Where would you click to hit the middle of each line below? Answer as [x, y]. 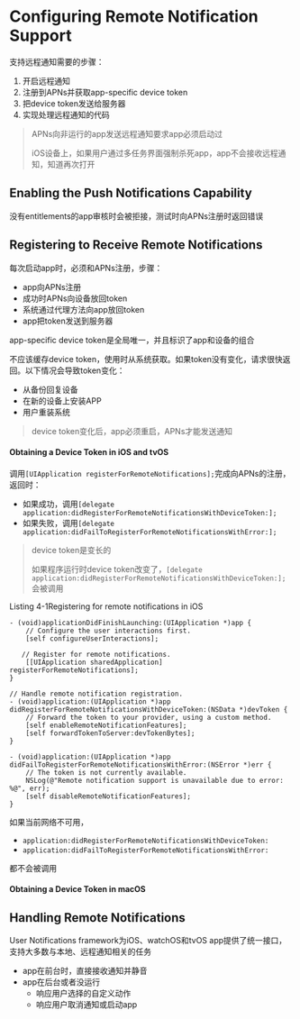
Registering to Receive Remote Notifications [136, 245]
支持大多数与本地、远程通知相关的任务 [80, 951]
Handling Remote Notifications [98, 918]
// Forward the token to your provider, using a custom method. [149, 717]
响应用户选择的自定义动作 [83, 994]
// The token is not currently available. [106, 772]
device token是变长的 [71, 550]
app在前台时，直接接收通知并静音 [85, 971]
